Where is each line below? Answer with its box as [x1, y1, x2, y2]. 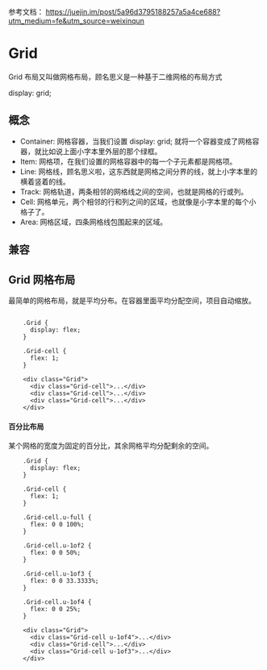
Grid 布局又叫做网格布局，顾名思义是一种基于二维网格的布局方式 [8, 72, 223, 81]
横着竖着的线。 [19, 177, 70, 186]
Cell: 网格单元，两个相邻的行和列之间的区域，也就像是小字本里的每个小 [19, 197, 257, 206]
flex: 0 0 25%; [29, 605, 81, 614]
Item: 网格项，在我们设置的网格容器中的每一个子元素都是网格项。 [19, 156, 237, 166]
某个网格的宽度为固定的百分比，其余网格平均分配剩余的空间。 [8, 441, 214, 451]
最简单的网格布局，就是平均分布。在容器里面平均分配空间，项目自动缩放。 [8, 295, 256, 305]
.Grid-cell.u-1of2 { [23, 542, 92, 550]
